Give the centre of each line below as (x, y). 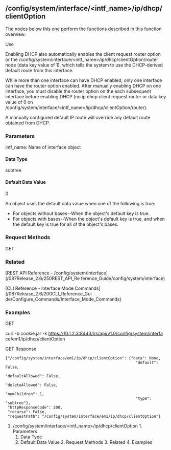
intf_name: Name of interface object (43, 147)
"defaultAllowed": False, (33, 376)
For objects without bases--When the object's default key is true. (81, 213)
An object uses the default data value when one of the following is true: (80, 203)
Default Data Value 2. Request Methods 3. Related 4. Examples (86, 442)
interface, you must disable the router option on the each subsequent (78, 91)
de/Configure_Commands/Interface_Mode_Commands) (63, 299)
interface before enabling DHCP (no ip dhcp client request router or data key (86, 96)
